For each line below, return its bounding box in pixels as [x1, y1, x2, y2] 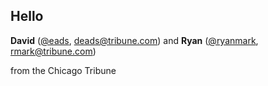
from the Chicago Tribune [10, 64, 117, 76]
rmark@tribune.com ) [10, 45, 97, 57]
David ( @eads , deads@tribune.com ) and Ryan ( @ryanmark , [10, 34, 259, 46]
